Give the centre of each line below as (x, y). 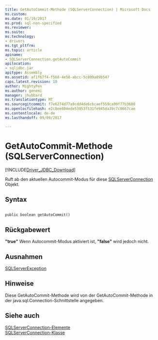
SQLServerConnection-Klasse (35, 332)
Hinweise (19, 283)
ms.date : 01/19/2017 (26, 18)
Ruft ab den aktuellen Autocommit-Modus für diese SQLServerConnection (79, 179)
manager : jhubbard (24, 95)
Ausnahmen (24, 257)
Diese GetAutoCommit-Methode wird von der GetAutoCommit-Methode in (79, 295)
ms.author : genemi (24, 91)
